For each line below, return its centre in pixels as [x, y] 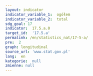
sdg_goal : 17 [19, 24]
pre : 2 [13, 42]
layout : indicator [24, 10]
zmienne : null [20, 65]
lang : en [15, 56]
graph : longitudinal [27, 47]
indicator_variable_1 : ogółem [38, 14]
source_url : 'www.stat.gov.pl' [38, 51]
